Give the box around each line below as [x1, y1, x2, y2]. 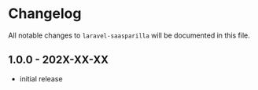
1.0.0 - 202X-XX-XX [8, 53, 109, 67]
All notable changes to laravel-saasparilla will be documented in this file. [8, 31, 250, 40]
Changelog [8, 5, 82, 23]
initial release [19, 74, 63, 83]
